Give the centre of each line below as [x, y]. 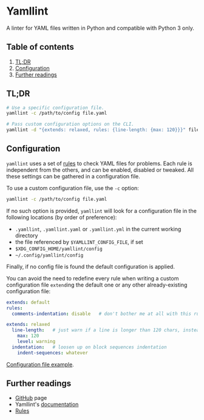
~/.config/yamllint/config [49, 255]
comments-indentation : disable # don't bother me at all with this [101, 314]
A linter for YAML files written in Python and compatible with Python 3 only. [100, 28]
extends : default [28, 302]
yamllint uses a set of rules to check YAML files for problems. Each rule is [99, 163]
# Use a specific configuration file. [55, 107]
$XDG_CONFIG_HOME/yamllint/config [59, 249]
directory [26, 235]
